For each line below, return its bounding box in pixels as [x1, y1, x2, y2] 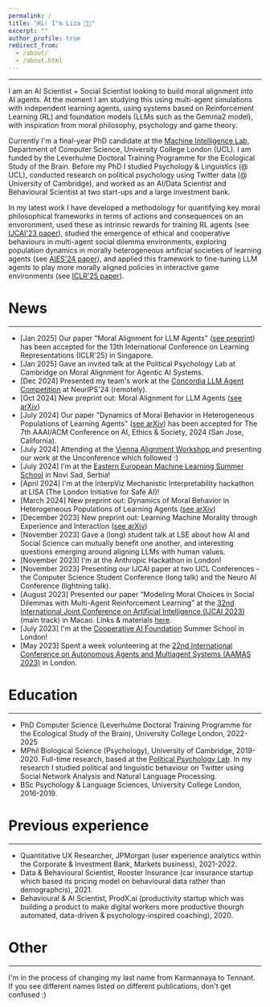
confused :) [8, 989, 47, 999]
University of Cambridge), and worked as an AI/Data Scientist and [8, 178, 227, 188]
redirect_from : [8, 42, 59, 50]
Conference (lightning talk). [19, 580, 111, 591]
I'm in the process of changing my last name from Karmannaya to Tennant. [8, 972, 256, 982]
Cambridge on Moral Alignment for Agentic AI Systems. [19, 367, 204, 377]
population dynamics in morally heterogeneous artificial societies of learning [8, 245, 262, 255]
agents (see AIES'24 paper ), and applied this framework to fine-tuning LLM [8, 254, 258, 264]
